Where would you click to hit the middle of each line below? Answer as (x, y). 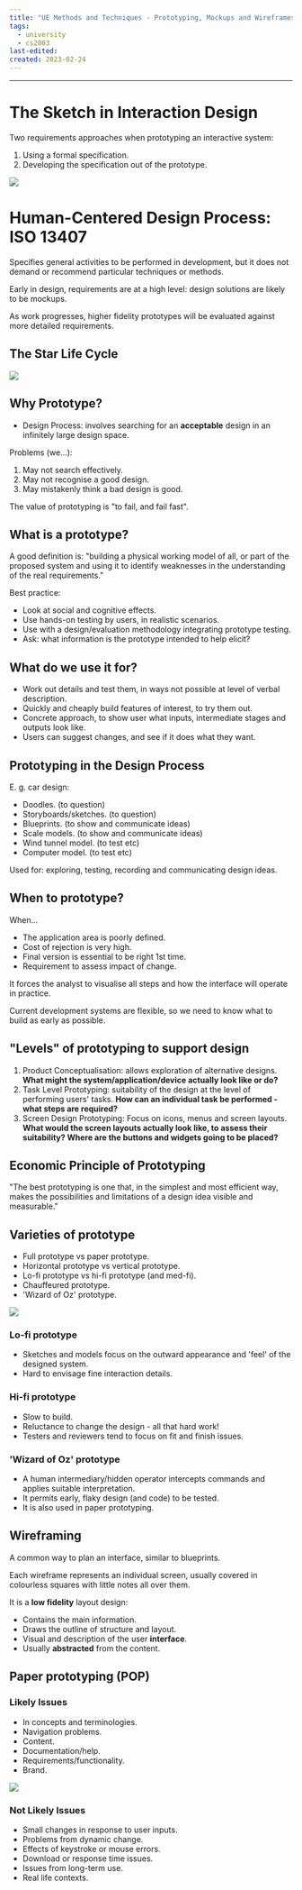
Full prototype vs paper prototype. (86, 1256)
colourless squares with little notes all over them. (100, 1584)
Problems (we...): (41, 452)
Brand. (35, 1770)
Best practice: (35, 593)
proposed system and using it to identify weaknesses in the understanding (147, 566)
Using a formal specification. (75, 155)
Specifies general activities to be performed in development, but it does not (149, 261)
